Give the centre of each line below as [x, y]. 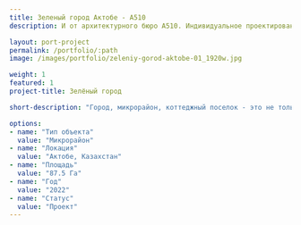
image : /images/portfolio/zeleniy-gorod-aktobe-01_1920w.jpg [126, 59]
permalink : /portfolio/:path [64, 50]
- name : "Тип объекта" [52, 132]
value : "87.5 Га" [50, 173]
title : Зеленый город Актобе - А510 [77, 17]
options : [26, 123]
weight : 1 [28, 75]
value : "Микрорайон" [56, 140]
